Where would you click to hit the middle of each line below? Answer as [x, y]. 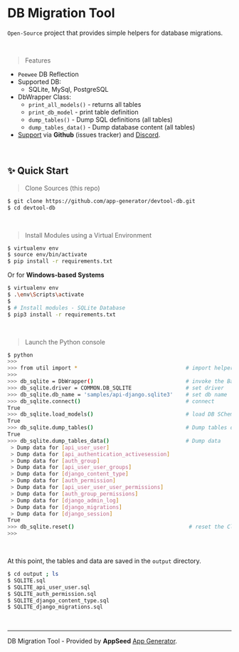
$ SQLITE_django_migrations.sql [55, 607]
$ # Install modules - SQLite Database [67, 307]
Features [38, 60]
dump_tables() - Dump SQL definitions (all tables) [100, 120]
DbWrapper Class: [44, 97]
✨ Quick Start [38, 171]
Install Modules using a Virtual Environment [88, 235]
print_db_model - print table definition [83, 112]
